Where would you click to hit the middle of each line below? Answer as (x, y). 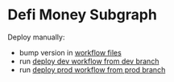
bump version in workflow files (70, 52)
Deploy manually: (36, 37)
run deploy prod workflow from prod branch (92, 69)
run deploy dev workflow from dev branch (89, 61)
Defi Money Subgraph (83, 15)
